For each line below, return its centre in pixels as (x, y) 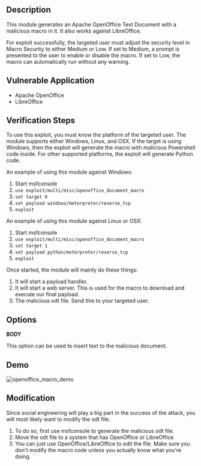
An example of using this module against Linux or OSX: (74, 221)
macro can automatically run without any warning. (68, 61)
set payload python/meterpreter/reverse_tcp (71, 252)
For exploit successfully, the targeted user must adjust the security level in (98, 42)
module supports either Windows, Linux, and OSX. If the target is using (94, 141)
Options (22, 319)
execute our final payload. (47, 294)
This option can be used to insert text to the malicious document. (87, 346)
